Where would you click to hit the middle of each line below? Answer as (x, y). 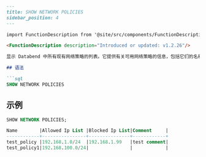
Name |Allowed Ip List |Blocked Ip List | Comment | (87, 131)
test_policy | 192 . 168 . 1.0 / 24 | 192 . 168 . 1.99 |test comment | (87, 142)
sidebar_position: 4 (33, 18)
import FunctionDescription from (49, 34)
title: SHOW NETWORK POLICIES (45, 12)
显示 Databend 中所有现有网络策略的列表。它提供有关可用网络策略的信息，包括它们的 (100, 57)
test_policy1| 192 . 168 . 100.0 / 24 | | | (87, 148)
